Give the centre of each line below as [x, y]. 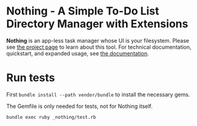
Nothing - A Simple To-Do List [83, 11]
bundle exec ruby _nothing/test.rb [51, 117]
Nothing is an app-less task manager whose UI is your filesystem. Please [98, 40]
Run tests [31, 78]
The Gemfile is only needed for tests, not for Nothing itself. [79, 106]
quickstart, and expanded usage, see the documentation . [78, 53]
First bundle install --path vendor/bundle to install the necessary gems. [98, 94]
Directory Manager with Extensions [97, 24]
